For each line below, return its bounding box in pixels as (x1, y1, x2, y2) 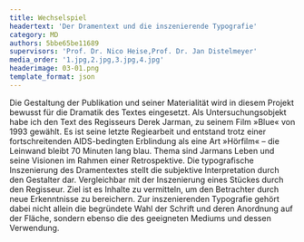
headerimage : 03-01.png (9, 64, 100, 73)
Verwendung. (9, 222, 60, 233)
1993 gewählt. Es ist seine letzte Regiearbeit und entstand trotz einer (9, 126, 267, 137)
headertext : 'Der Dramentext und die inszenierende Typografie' (9, 22, 258, 31)
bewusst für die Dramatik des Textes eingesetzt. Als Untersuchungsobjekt (9, 106, 288, 118)
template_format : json (9, 73, 95, 82)
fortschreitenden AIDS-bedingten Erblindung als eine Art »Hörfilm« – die (9, 135, 279, 146)
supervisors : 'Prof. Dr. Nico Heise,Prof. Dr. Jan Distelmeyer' (9, 47, 258, 56)
